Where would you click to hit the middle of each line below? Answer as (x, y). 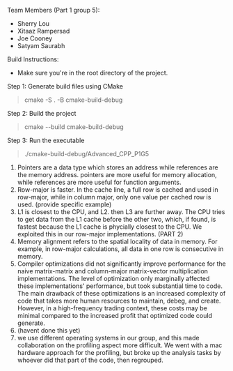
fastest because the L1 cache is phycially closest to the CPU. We (110, 227)
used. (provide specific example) (64, 204)
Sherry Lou (33, 23)
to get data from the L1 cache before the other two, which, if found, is (116, 219)
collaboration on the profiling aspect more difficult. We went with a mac (120, 345)
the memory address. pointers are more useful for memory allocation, (117, 175)
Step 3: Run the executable (46, 140)
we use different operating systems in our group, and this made (108, 338)
